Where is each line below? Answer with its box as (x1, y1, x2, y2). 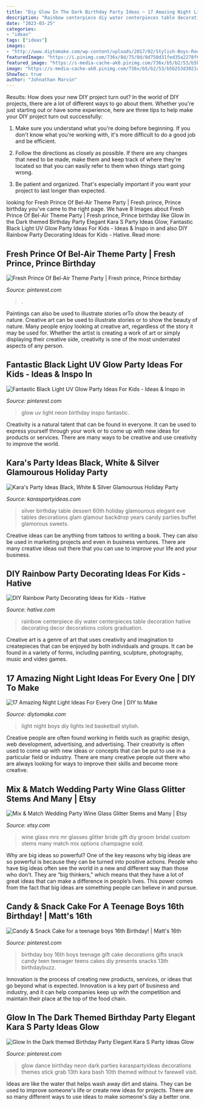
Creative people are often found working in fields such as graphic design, (6, 734, 190, 742)
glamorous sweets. (21, 520, 69, 527)
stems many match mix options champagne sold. (21, 840, 144, 847)
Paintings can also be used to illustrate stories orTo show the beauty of (6, 310, 184, 317)
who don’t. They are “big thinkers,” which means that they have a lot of (6, 871, 184, 878)
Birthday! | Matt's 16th (6, 911, 93, 922)
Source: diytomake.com (6, 711, 66, 718)
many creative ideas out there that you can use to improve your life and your (6, 544, 197, 552)
